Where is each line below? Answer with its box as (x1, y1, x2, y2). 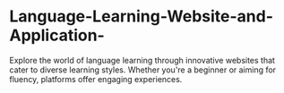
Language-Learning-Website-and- (9, 6, 274, 27)
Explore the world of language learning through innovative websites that (9, 55, 276, 65)
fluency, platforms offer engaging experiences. (9, 73, 183, 84)
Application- (9, 25, 105, 46)
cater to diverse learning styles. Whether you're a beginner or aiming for (9, 64, 276, 75)
